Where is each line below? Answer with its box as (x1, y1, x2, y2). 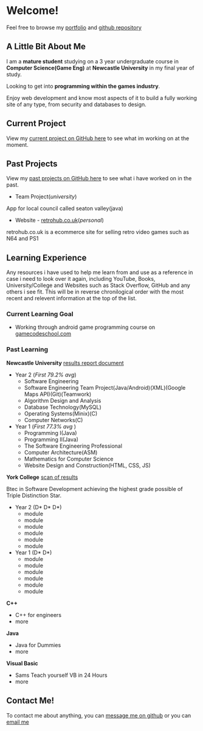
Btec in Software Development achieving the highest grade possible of (6, 485, 184, 492)
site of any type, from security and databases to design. (6, 101, 147, 108)
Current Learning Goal (6, 310, 74, 319)
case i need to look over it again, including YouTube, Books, (6, 275, 156, 283)
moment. (6, 141, 29, 148)
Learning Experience (6, 252, 87, 263)
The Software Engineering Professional (24, 442, 123, 450)
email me (6, 718, 29, 726)
